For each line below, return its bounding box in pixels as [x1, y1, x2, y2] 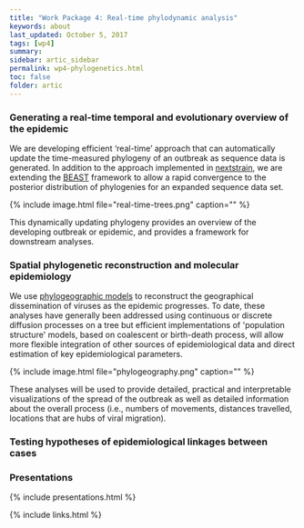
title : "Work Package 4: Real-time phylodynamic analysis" [9, 13, 238, 23]
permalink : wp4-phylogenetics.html [9, 65, 145, 74]
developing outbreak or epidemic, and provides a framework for [9, 226, 249, 237]
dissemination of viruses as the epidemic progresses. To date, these [9, 301, 266, 312]
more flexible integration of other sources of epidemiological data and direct [9, 339, 296, 350]
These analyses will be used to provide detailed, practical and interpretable [9, 384, 291, 395]
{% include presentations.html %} [9, 492, 137, 503]
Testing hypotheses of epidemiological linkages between [9, 435, 269, 448]
